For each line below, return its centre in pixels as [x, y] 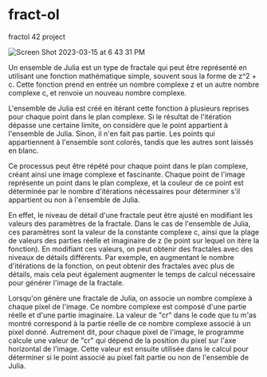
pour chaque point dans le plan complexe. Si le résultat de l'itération [120, 116]
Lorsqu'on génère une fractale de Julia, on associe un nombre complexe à [130, 298]
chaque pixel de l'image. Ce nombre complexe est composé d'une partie [128, 306]
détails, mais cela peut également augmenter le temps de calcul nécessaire [132, 274]
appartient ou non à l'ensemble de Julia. [75, 200]
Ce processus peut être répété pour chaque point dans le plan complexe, [128, 165]
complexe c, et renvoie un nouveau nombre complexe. [98, 92]
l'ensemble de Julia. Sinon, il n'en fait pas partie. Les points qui [112, 134]
